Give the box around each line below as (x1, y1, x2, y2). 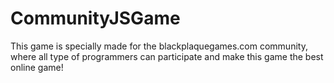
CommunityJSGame (10, 7, 181, 30)
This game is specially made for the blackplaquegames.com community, (10, 40, 308, 52)
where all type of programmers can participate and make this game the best (10, 50, 324, 62)
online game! (10, 61, 64, 73)
